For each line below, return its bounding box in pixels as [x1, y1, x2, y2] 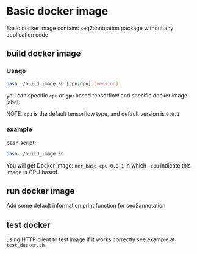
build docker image [6, 49, 81, 59]
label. [6, 98, 20, 105]
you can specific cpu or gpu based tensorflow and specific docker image [6, 91, 188, 99]
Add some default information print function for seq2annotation [6, 202, 166, 210]
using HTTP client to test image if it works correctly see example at [6, 236, 175, 243]
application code [6, 30, 49, 38]
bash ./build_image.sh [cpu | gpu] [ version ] [6, 80, 119, 86]
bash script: [6, 139, 37, 146]
